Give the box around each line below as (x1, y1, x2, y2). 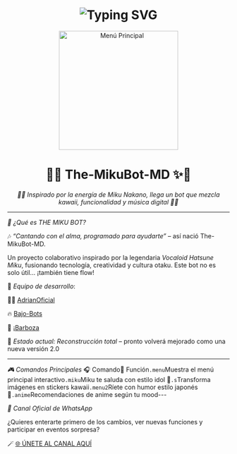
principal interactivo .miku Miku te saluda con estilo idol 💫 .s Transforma (7, 375, 211, 384)
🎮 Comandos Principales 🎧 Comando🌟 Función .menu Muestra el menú (7, 365, 214, 374)
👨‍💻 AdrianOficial (7, 295, 55, 304)
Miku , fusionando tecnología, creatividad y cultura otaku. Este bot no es (7, 261, 217, 269)
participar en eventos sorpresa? (7, 425, 100, 434)
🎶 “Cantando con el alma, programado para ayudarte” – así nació (7, 231, 199, 240)
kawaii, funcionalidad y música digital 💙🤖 (59, 197, 178, 206)
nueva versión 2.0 (7, 344, 60, 352)
